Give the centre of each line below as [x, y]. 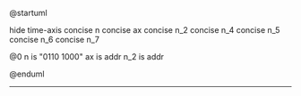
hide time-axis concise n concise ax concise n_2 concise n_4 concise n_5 [145, 30]
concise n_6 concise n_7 [55, 40]
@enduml [27, 74]
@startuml [28, 13]
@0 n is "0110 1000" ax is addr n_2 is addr [86, 56]
